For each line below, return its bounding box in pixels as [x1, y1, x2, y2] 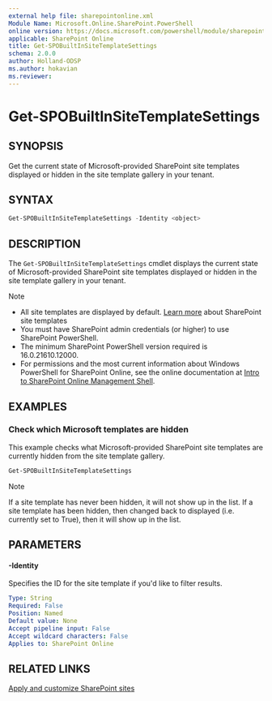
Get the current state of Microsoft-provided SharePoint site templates [8, 161, 240, 170]
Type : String [8, 594, 53, 603]
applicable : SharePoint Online [8, 34, 114, 43]
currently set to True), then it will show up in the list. [8, 514, 181, 524]
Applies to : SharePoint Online [8, 639, 114, 647]
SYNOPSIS [8, 140, 64, 153]
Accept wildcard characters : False [8, 632, 129, 640]
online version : [8, 27, 63, 35]
